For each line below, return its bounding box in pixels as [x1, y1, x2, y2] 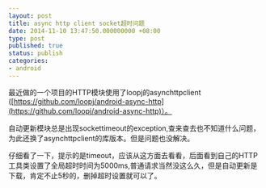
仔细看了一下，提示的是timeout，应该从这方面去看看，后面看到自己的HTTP [8, 150, 259, 160]
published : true [8, 42, 63, 50]
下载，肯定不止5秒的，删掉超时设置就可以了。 [8, 170, 162, 180]
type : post [8, 34, 45, 43]
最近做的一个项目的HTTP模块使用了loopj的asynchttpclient [8, 87, 201, 97]
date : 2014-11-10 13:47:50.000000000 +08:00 [8, 27, 161, 35]
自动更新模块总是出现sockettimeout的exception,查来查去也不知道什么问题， [8, 123, 261, 133]
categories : [8, 57, 49, 65]
